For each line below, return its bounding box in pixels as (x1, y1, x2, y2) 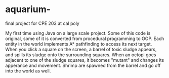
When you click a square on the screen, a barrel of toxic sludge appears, (5, 46, 157, 52)
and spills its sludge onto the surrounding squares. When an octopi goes (5, 52, 156, 58)
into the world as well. (5, 67, 51, 74)
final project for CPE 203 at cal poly (5, 20, 79, 26)
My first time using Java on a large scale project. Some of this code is (5, 30, 151, 36)
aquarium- (5, 4, 51, 15)
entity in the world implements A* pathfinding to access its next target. (5, 41, 152, 47)
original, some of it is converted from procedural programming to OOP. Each (5, 35, 164, 42)
